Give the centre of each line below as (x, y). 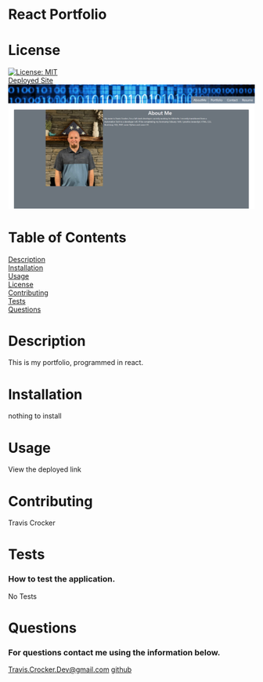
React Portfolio (58, 15)
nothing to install (35, 416)
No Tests (23, 596)
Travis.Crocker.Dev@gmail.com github (70, 669)
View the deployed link (45, 469)
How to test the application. (62, 579)
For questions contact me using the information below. (114, 652)
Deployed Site (31, 81)
